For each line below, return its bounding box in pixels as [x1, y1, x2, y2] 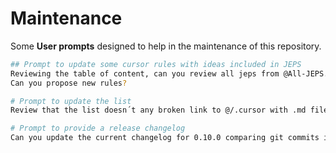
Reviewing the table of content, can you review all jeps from [10, 68, 280, 79]
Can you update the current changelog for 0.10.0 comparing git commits [10, 133, 320, 143]
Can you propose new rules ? [10, 78, 128, 88]
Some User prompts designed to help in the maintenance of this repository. [10, 40, 322, 52]
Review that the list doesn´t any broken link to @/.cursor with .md [10, 105, 307, 116]
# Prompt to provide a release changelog [10, 123, 186, 134]
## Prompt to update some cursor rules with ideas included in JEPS [10, 59, 302, 69]
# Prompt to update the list [10, 96, 132, 106]
